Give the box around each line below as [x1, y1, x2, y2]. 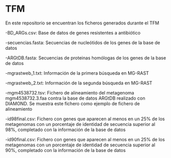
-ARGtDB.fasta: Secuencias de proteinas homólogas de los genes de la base [5, 54, 166, 61]
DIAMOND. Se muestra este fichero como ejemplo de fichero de [5, 100, 140, 107]
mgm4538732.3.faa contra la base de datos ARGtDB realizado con [5, 95, 145, 101]
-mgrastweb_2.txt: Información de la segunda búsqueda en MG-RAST [5, 80, 153, 86]
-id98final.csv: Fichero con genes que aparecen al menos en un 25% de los [5, 115, 165, 122]
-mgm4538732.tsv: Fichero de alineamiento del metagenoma [5, 89, 134, 96]
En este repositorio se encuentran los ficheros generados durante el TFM [5, 20, 159, 26]
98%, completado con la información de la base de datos [5, 127, 126, 133]
